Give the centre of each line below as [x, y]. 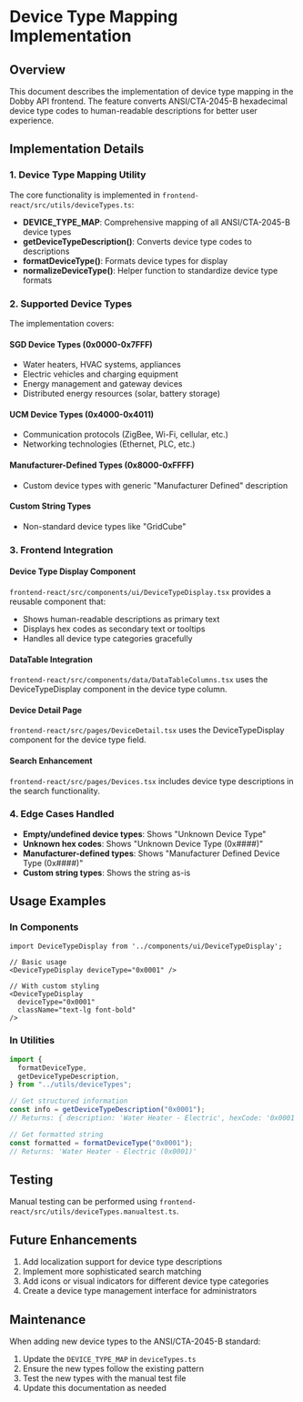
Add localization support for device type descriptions [122, 1262]
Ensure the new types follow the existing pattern [113, 1368]
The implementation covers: [62, 323]
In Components [44, 927]
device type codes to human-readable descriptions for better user [133, 111]
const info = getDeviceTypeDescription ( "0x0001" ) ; [107, 1110]
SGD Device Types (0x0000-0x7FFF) [81, 344]
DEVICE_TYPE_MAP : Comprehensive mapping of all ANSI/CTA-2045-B [157, 222]
